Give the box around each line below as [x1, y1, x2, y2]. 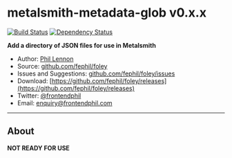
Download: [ [17, 76, 52, 85]
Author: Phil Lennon [17, 54, 74, 63]
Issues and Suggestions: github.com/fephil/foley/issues [17, 69, 175, 78]
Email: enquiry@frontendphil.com [17, 98, 113, 107]
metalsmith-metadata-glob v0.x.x [7, 5, 207, 21]
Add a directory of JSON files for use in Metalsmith [7, 41, 157, 49]
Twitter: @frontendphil [17, 91, 81, 100]
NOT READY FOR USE [7, 143, 70, 152]
